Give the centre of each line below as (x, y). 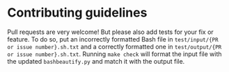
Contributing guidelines (77, 13)
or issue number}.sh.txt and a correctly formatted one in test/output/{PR (114, 46)
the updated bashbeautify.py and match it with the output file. (96, 61)
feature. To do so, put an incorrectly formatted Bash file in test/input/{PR (113, 39)
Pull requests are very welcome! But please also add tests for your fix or (110, 32)
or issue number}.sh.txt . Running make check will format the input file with (114, 54)
